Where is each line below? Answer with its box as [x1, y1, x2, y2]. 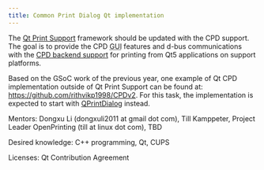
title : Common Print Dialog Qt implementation [8, 11, 164, 20]
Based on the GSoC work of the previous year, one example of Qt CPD [8, 73, 238, 83]
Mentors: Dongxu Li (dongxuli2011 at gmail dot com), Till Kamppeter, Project [8, 113, 255, 123]
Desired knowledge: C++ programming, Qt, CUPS [8, 137, 170, 146]
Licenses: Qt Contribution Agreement [8, 153, 130, 162]
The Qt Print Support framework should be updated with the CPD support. [8, 33, 250, 42]
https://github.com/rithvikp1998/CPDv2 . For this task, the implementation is [8, 90, 254, 99]
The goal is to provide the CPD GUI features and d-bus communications [8, 41, 243, 51]
